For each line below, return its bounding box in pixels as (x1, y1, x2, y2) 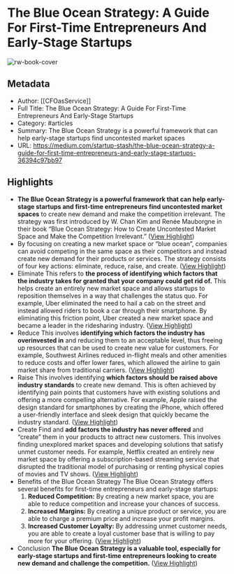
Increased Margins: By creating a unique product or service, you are (27, 507, 227, 515)
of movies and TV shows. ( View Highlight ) (17, 470, 138, 478)
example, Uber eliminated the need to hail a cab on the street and (17, 299, 206, 307)
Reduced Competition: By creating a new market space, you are (27, 492, 214, 501)
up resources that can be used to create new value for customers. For (17, 343, 219, 352)
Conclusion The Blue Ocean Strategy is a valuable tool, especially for (17, 544, 221, 552)
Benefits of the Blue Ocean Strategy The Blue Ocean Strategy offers (17, 477, 214, 485)
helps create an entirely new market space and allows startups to (17, 284, 205, 292)
